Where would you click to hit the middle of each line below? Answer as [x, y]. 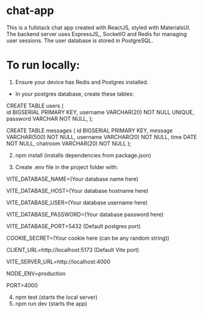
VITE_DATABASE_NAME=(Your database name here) [73, 179]
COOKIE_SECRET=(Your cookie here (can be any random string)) [88, 238]
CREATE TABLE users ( [35, 106]
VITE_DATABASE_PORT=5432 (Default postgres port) [74, 226]
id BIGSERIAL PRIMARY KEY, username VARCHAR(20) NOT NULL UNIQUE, [100, 112]
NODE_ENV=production [36, 273]
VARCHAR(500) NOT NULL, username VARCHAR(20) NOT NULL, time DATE [101, 137]
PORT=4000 [22, 285]
